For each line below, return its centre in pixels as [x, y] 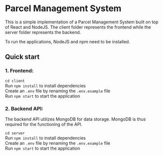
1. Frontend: [19, 71]
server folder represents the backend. [43, 32]
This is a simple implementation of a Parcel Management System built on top [82, 22]
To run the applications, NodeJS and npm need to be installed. [68, 41]
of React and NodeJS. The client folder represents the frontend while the [78, 27]
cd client [15, 81]
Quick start [22, 57]
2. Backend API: [24, 108]
